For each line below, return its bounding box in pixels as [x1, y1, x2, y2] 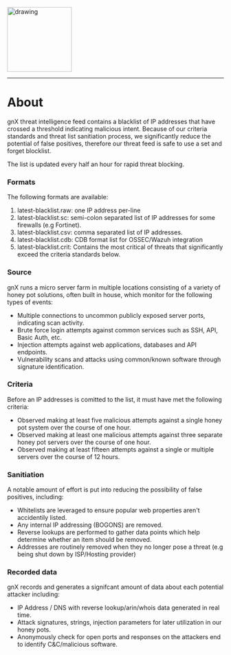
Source [7, 268, 32, 277]
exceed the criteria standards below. [16, 250, 121, 259]
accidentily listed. [16, 514, 67, 522]
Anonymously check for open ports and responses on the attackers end [16, 633, 221, 641]
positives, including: [7, 493, 64, 501]
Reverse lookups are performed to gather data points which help [16, 528, 201, 536]
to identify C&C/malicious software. [16, 641, 118, 649]
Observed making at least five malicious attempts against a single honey [16, 416, 222, 424]
